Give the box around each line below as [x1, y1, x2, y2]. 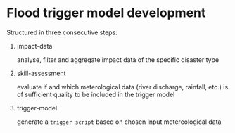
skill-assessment [16, 69, 66, 77]
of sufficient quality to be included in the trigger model [16, 90, 175, 99]
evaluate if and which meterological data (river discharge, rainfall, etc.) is [16, 82, 229, 91]
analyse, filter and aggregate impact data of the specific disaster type [16, 55, 220, 64]
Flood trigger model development [6, 5, 206, 21]
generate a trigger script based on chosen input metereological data [16, 118, 222, 126]
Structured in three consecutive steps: [6, 28, 118, 37]
